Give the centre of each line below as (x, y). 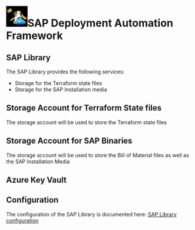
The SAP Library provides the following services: (65, 72)
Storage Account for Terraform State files (84, 108)
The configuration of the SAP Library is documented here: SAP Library (91, 214)
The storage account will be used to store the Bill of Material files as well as (98, 155)
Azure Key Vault (36, 180)
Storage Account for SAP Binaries (69, 141)
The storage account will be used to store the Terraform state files (86, 122)
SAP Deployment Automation (100, 23)
